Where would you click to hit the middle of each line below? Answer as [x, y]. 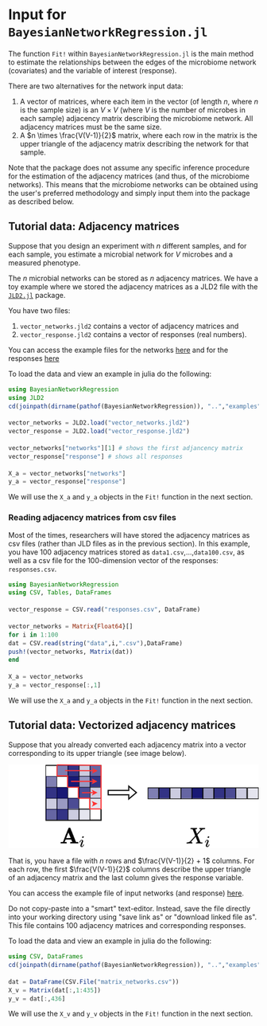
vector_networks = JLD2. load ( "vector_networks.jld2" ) [99, 423]
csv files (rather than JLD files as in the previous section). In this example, [129, 543]
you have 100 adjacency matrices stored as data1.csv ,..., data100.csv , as [126, 552]
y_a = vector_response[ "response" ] [67, 482]
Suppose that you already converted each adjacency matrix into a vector [127, 744]
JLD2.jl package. [37, 295]
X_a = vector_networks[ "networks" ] [67, 473]
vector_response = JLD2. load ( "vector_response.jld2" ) [99, 432]
